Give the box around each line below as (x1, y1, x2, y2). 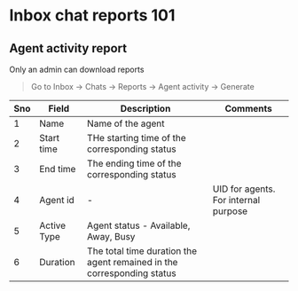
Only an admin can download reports (9, 64, 145, 75)
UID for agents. (212, 183, 276, 195)
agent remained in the (87, 256, 178, 268)
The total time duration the (87, 245, 198, 257)
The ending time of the (87, 157, 182, 169)
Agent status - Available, (87, 219, 191, 232)
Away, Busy (87, 231, 136, 242)
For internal (212, 194, 261, 206)
